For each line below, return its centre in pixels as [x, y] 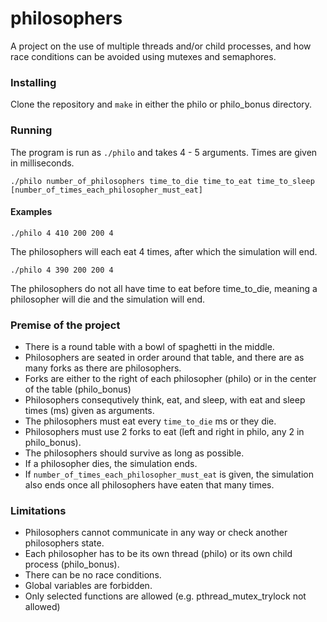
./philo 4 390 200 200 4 [62, 270]
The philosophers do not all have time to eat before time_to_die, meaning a [164, 288]
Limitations [38, 510]
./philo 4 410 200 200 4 [62, 233]
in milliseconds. [42, 163]
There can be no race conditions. [93, 575]
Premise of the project [65, 325]
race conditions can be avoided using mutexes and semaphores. [143, 56]
